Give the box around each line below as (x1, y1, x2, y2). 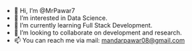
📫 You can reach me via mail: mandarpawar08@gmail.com (13, 37, 185, 44)
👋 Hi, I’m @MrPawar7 (13, 7, 75, 14)
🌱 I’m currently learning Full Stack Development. (13, 21, 153, 29)
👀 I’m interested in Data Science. (13, 14, 108, 22)
